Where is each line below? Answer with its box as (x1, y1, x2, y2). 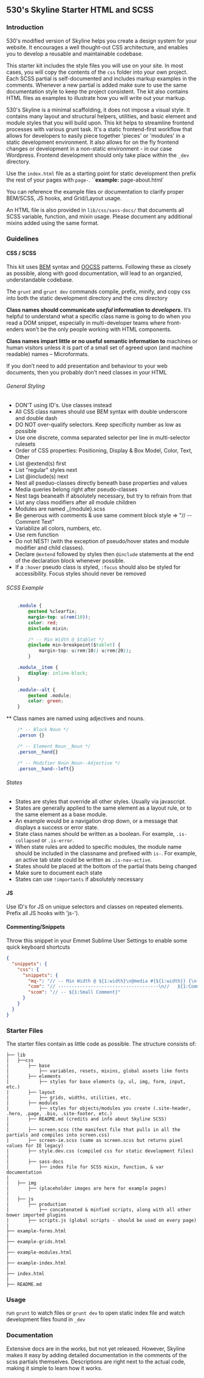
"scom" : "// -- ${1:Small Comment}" (28, 989, 121, 996)
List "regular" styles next (15, 466, 78, 474)
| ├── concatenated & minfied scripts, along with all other (6, 1207, 191, 1213)
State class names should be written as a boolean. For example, (15, 830, 175, 837)
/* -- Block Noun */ (17, 727, 69, 733)
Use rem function (15, 531, 59, 538)
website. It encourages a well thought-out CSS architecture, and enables (6, 43, 188, 51)
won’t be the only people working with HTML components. (25, 326, 172, 333)
